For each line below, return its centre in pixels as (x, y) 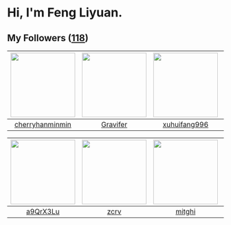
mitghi (185, 212)
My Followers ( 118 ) (48, 38)
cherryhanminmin (43, 125)
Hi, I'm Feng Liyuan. (65, 13)
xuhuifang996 (186, 125)
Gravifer (114, 125)
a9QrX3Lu (43, 212)
